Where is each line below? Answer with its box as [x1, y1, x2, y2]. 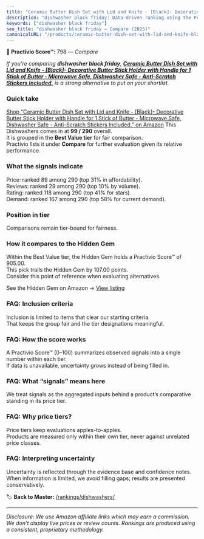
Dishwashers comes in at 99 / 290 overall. [6, 128, 112, 135]
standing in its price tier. [6, 397, 67, 405]
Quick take [6, 95, 39, 103]
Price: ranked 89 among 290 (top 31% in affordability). [6, 176, 143, 183]
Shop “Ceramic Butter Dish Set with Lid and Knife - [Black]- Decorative [6, 108, 184, 115]
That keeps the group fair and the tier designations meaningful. [6, 320, 165, 327]
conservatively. [6, 481, 44, 488]
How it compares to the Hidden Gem [6, 239, 115, 248]
